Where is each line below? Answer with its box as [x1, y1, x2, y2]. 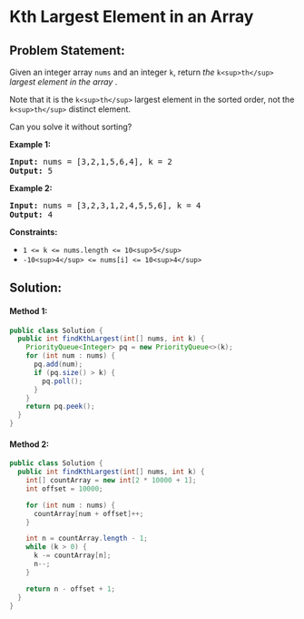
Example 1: [9, 139, 52, 149]
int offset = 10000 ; [25, 484, 103, 493]
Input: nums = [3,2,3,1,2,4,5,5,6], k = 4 [9, 200, 201, 210]
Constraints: [9, 227, 58, 238]
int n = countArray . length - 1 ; [25, 534, 148, 543]
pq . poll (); [42, 376, 83, 386]
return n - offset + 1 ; [25, 584, 116, 594]
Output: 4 [9, 209, 53, 219]
